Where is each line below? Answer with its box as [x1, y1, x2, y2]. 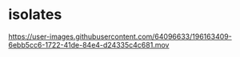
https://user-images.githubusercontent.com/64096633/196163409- [8, 32, 232, 41]
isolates [8, 6, 62, 24]
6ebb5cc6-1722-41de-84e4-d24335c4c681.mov [8, 40, 170, 49]
